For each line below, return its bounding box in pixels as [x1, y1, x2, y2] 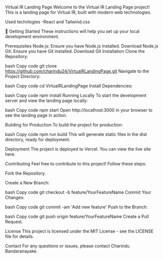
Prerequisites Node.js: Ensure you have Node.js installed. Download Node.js [5, 43, 159, 49]
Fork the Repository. [5, 170, 46, 176]
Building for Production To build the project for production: [5, 122, 123, 128]
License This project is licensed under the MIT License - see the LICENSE [5, 228, 154, 234]
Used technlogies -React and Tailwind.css [5, 19, 90, 25]
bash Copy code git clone [5, 63, 57, 69]
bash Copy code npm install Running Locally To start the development [5, 93, 147, 98]
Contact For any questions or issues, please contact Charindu [5, 243, 130, 249]
